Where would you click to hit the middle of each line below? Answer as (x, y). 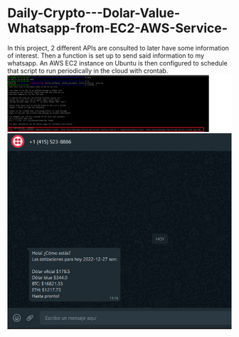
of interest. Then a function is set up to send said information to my (106, 56)
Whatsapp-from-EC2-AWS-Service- (118, 28)
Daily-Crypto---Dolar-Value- (94, 13)
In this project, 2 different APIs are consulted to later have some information (118, 48)
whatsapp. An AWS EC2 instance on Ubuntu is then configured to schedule (117, 63)
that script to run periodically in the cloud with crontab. (88, 71)
